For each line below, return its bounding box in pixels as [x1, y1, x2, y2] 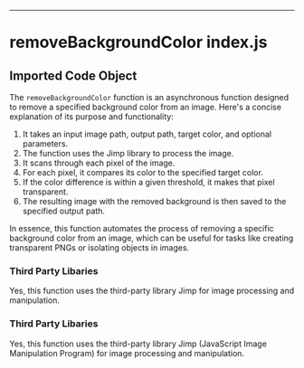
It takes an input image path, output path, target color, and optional [22, 128, 272, 139]
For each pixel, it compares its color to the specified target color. [22, 167, 264, 177]
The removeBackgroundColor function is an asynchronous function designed [9, 92, 290, 102]
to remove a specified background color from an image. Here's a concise [9, 101, 282, 112]
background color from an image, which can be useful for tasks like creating [9, 232, 294, 243]
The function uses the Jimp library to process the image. [22, 148, 234, 158]
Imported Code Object [9, 68, 138, 83]
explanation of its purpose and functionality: [9, 111, 174, 122]
